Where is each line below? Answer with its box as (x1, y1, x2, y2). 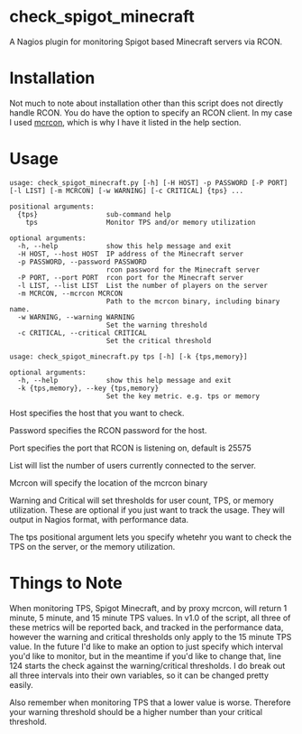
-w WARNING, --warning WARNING (17, 312, 135, 321)
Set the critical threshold (105, 336, 212, 345)
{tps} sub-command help (17, 209, 171, 218)
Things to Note (9, 573, 124, 593)
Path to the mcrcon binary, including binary (105, 296, 280, 306)
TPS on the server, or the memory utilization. (9, 541, 176, 552)
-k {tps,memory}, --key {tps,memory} (17, 384, 160, 393)
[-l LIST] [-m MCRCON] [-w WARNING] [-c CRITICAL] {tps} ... (9, 186, 244, 195)
